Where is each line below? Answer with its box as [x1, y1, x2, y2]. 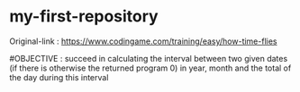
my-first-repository [9, 6, 159, 27]
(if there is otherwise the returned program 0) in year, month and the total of [9, 63, 292, 73]
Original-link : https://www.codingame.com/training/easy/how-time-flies [9, 36, 277, 46]
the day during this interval [9, 71, 109, 82]
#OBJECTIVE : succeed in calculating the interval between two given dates [9, 53, 288, 63]
